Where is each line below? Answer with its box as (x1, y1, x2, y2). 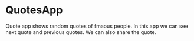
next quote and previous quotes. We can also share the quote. (5, 28, 157, 35)
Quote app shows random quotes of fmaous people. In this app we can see (5, 23, 188, 29)
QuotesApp (5, 3, 63, 17)
